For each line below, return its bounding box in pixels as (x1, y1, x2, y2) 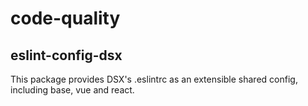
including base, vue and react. (10, 84, 135, 96)
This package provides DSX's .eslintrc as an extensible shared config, (10, 73, 298, 85)
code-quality (10, 7, 121, 30)
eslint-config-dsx (10, 47, 123, 64)
